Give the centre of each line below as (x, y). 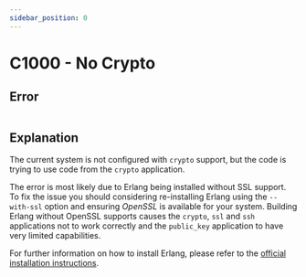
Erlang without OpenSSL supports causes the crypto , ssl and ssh (132, 217)
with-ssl (26, 208)
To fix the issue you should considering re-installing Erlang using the (138, 197)
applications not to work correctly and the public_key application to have (147, 226)
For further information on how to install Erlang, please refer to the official (148, 253)
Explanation (44, 138)
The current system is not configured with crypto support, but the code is (148, 160)
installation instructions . (54, 263)
